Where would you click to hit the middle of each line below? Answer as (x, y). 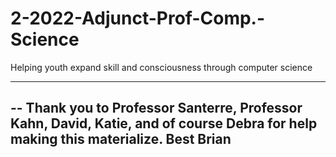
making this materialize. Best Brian (121, 139)
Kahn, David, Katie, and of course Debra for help (164, 123)
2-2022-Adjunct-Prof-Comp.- (138, 18)
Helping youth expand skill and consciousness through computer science (161, 67)
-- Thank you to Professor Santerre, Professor (156, 108)
